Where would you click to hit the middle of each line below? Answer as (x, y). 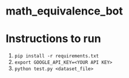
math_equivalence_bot (64, 11)
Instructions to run (53, 39)
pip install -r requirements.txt (57, 56)
